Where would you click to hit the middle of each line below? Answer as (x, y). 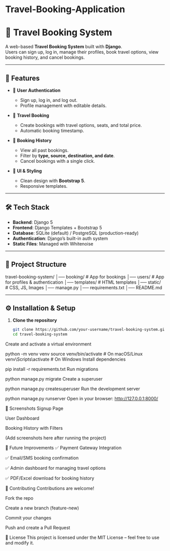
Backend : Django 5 (33, 222)
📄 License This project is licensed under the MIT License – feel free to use (82, 538)
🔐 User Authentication (36, 90)
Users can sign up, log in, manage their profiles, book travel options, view (82, 52)
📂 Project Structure (36, 265)
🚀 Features (23, 78)
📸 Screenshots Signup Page (34, 408)
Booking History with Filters (34, 428)
